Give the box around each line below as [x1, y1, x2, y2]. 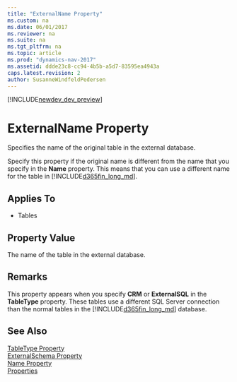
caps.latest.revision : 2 [7, 69, 81, 76]
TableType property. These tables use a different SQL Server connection [7, 297, 220, 306]
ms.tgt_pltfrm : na [7, 43, 62, 50]
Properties [7, 366, 38, 375]
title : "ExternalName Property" [7, 10, 103, 18]
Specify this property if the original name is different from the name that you [7, 157, 230, 166]
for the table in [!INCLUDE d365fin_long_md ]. [7, 172, 138, 181]
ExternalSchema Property [7, 351, 83, 360]
